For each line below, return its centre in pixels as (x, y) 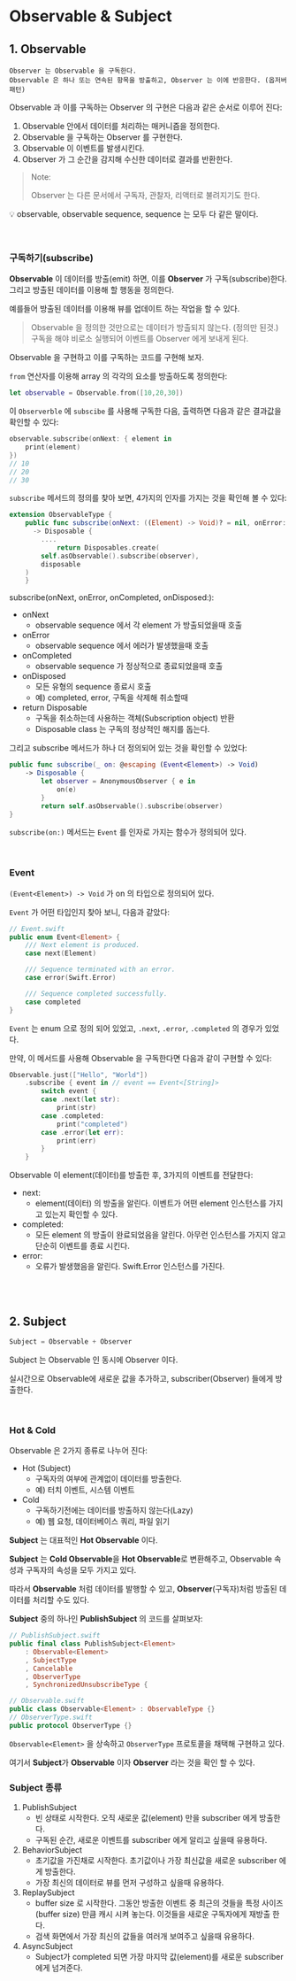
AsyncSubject (47, 1946)
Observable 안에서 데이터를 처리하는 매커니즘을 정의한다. (121, 126)
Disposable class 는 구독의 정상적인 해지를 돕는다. (122, 729)
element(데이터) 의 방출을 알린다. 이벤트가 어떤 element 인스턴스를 (151, 1203)
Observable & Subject (91, 16)
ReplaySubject (48, 1892)
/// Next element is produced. (83, 945)
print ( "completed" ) (92, 1124)
